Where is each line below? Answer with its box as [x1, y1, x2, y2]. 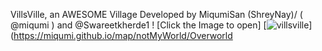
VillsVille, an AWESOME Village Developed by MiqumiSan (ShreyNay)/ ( [10, 9, 303, 20]
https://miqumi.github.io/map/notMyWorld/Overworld [13, 30, 233, 41]
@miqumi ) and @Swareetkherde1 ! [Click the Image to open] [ [10, 19, 267, 31]
